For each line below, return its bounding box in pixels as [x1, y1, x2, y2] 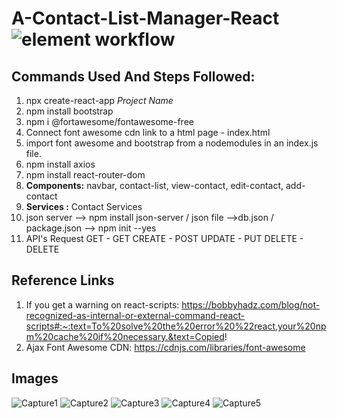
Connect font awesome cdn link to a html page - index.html [25, 127, 271, 138]
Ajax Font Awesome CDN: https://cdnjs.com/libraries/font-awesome [25, 341, 306, 353]
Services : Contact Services [25, 201, 143, 212]
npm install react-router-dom [25, 169, 146, 181]
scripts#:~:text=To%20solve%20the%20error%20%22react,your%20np [25, 320, 327, 332]
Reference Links [11, 272, 115, 289]
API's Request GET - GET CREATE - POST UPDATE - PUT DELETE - [25, 233, 304, 244]
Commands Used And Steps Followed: [11, 68, 256, 85]
